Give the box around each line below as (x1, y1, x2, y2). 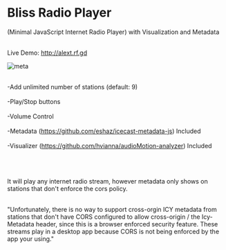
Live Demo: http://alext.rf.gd (7, 48, 88, 57)
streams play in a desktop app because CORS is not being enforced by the (7, 227, 220, 235)
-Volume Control (7, 112, 54, 120)
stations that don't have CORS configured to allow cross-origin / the (7, 213, 200, 221)
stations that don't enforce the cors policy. (7, 184, 128, 193)
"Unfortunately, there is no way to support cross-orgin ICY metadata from (7, 205, 217, 213)
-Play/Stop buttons (7, 97, 61, 105)
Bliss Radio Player (7, 5, 112, 21)
